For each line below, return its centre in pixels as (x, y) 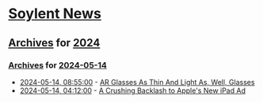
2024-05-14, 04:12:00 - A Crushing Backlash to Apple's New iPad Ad (132, 90)
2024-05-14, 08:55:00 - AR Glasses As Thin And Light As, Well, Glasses (137, 82)
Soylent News (55, 14)
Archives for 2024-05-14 (57, 65)
